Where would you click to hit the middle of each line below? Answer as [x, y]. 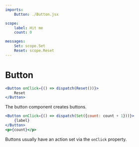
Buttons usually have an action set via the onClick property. [66, 139]
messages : [15, 42]
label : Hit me [29, 28]
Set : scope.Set [30, 46]
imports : [14, 10]
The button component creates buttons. [46, 107]
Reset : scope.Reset [34, 50]
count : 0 [23, 33]
